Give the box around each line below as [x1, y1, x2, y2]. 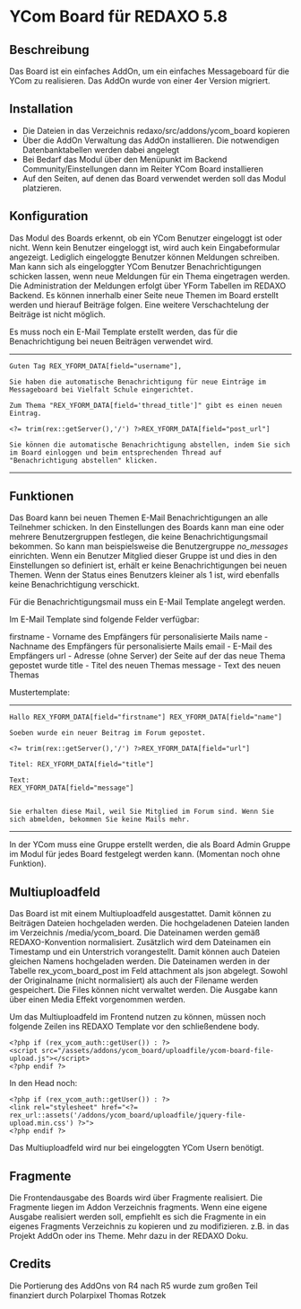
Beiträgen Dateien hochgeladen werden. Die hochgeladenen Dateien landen [9, 918, 289, 929]
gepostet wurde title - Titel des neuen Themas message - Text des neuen [9, 660, 281, 671]
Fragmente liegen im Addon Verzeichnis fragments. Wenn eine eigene [9, 1202, 268, 1213]
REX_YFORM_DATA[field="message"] [9, 783, 134, 792]
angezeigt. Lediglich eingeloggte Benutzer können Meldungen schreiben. [9, 252, 280, 262]
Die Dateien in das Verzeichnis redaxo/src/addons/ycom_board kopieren [21, 125, 290, 136]
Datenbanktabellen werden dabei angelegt [21, 144, 180, 155]
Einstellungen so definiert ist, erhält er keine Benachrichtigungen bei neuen [9, 560, 288, 571]
